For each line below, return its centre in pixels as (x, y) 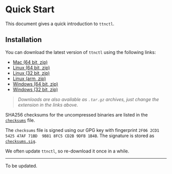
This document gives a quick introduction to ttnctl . (60, 24)
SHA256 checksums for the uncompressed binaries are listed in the (77, 114)
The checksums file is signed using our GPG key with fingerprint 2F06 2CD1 (82, 130)
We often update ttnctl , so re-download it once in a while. (67, 151)
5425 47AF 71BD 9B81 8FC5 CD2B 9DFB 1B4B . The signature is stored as (80, 136)
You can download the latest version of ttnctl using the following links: (81, 52)
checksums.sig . (21, 141)
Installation (24, 40)
